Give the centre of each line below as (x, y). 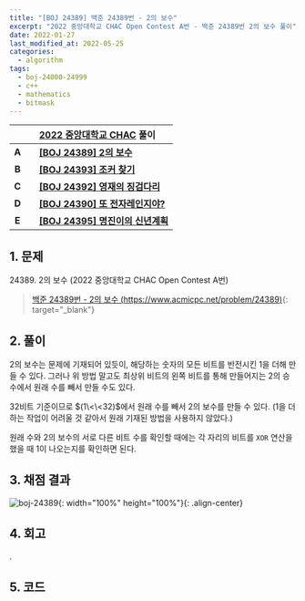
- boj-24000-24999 (53, 78)
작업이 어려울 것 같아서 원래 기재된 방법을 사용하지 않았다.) (130, 418)
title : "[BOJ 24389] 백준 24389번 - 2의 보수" (93, 18)
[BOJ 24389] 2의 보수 (86, 153)
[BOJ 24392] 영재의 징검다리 (100, 187)
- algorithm (41, 60)
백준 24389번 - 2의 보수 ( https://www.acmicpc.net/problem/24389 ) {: (160, 300)
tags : (20, 69)
